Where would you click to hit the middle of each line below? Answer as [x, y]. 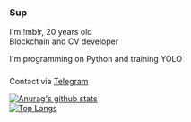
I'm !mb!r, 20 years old [51, 32]
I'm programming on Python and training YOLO [95, 59]
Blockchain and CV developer [64, 41]
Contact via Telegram [49, 82]
